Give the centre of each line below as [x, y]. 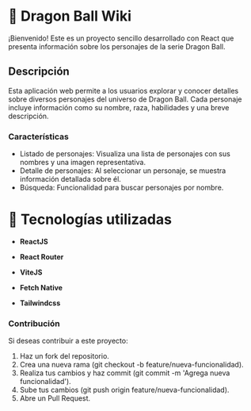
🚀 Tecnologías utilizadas [90, 219]
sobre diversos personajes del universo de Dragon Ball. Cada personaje [125, 99]
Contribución [34, 323]
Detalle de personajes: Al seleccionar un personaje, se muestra [123, 171]
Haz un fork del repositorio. [64, 356]
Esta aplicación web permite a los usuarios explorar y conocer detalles [124, 90]
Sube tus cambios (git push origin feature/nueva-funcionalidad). [124, 390]
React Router [42, 256]
